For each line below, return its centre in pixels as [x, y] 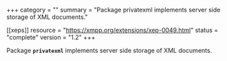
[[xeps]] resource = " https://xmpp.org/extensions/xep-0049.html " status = [112, 30]
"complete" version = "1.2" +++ [51, 37]
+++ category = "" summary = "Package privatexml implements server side [113, 10]
